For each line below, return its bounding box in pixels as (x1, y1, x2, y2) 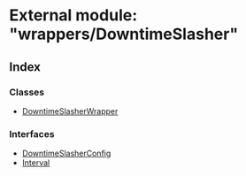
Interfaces (9, 127, 55, 140)
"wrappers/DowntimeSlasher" (9, 24, 239, 44)
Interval (21, 157, 50, 168)
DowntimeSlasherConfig (21, 148, 111, 159)
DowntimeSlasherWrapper (21, 105, 119, 116)
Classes (9, 86, 45, 98)
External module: (9, 5, 138, 26)
